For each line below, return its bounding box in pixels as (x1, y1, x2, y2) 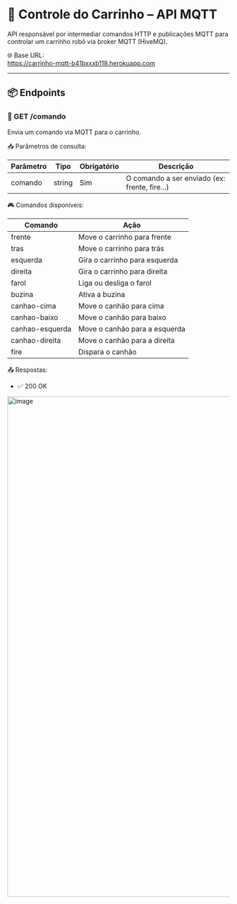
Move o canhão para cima (78, 300, 164, 310)
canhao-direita (11, 335, 61, 345)
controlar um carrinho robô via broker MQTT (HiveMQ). (7, 37, 168, 45)
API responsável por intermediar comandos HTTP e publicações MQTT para (7, 30, 229, 38)
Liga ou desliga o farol (78, 278, 152, 288)
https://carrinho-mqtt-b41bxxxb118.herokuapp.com (7, 59, 155, 67)
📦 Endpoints (7, 87, 66, 99)
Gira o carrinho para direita (78, 266, 168, 276)
